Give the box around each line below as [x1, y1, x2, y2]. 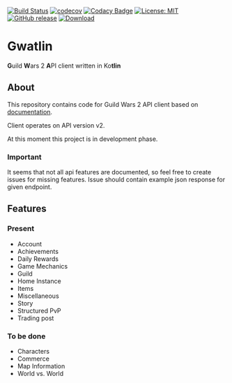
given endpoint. [7, 183, 52, 191]
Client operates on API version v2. [7, 121, 105, 129]
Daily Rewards [17, 255, 59, 263]
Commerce [17, 354, 50, 363]
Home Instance [17, 276, 61, 285]
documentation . [7, 107, 53, 116]
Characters [17, 347, 50, 356]
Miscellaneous [17, 292, 59, 300]
